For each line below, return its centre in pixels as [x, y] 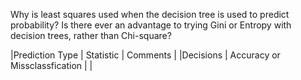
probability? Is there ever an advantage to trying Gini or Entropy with [151, 25]
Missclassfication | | [51, 65]
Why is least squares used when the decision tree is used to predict [150, 14]
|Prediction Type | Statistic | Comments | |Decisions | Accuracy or [145, 55]
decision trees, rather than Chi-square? [91, 35]
